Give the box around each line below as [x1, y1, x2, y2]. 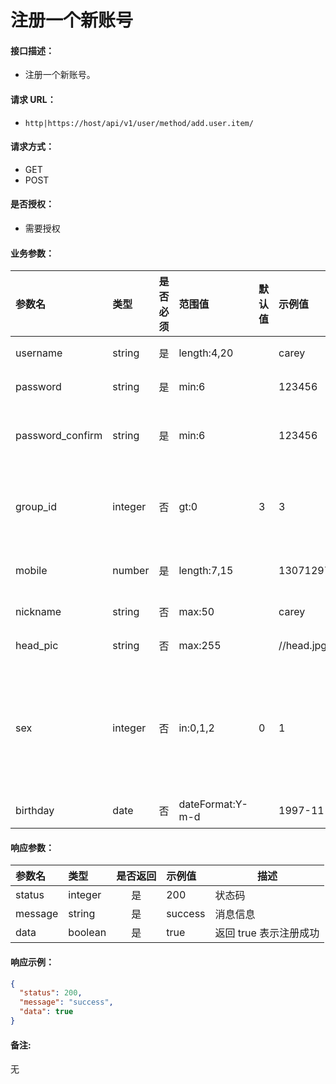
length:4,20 [178, 346, 234, 360]
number [112, 564, 150, 578]
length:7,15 [178, 564, 234, 578]
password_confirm [15, 429, 103, 443]
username [15, 346, 63, 360]
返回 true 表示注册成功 [214, 926, 320, 940]
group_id [15, 500, 57, 514]
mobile [15, 564, 48, 578]
